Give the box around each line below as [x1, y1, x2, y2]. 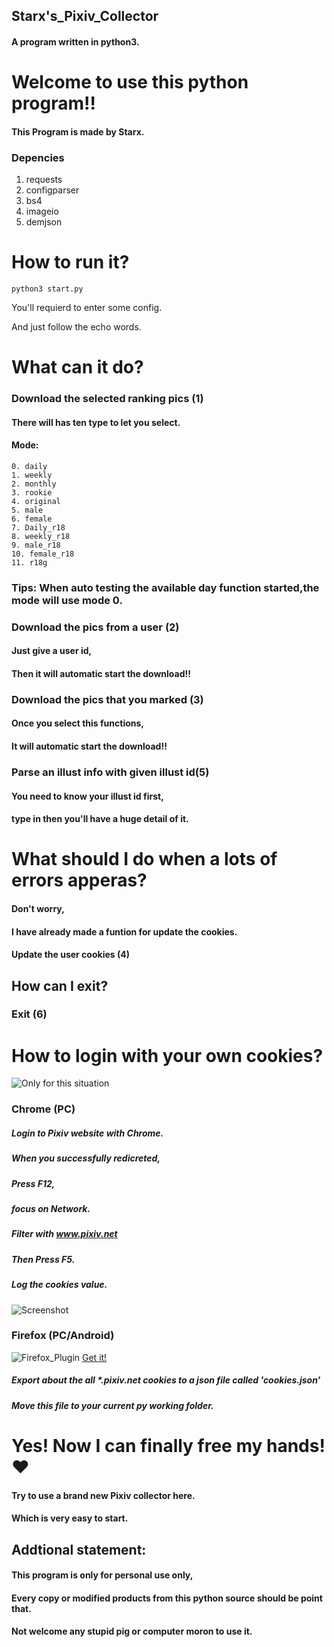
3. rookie [11, 487, 53, 498]
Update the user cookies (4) [11, 949, 130, 961]
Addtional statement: [11, 1541, 147, 1558]
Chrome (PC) [11, 1102, 76, 1116]
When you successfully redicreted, [11, 1152, 161, 1164]
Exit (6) [11, 1007, 48, 1021]
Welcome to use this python [11, 71, 249, 94]
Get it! [82, 1351, 108, 1363]
